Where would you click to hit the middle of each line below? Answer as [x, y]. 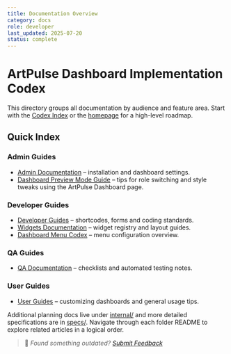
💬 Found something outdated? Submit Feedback [94, 343]
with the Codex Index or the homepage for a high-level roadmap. [100, 115]
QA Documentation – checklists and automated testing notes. [105, 268]
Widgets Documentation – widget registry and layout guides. [104, 227]
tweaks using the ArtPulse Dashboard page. [80, 187]
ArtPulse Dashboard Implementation [115, 74]
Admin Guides [32, 157]
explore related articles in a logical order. [65, 329]
